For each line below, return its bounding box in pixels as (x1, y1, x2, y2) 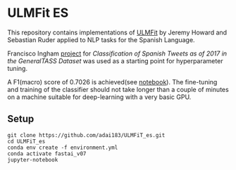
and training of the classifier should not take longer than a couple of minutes (7, 85, 229, 93)
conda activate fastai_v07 (7, 150, 87, 157)
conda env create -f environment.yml (7, 144, 118, 151)
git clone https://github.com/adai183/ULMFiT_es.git (7, 131, 166, 138)
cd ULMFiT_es (7, 138, 46, 145)
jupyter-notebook (7, 156, 58, 163)
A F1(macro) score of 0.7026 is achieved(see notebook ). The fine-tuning (7, 77, 218, 86)
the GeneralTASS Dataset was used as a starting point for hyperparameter (7, 56, 223, 65)
